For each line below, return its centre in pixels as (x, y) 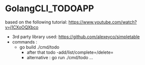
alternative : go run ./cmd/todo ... (60, 57)
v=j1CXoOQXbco (22, 27)
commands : (25, 42)
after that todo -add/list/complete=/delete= (70, 52)
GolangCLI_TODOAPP (50, 9)
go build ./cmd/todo (39, 47)
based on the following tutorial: (36, 22)
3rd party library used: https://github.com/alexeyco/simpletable (76, 37)
